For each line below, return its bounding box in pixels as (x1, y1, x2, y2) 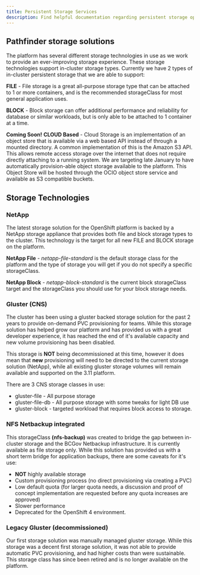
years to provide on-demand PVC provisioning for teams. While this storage (6, 320, 192, 327)
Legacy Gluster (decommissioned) (6, 523, 108, 532)
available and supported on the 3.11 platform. (6, 369, 116, 377)
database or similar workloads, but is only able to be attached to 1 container (6, 113, 192, 120)
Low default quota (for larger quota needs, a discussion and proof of (14, 483, 183, 490)
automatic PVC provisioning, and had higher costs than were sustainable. (6, 549, 186, 557)
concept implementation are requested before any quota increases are (14, 489, 189, 496)
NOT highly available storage (14, 470, 86, 477)
